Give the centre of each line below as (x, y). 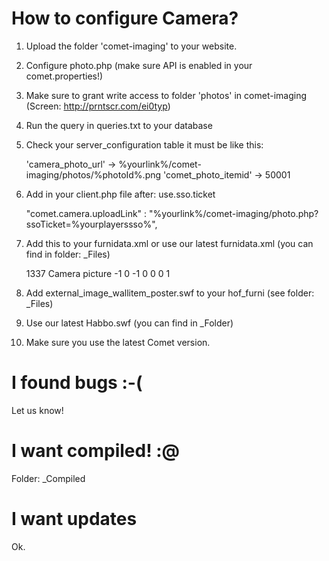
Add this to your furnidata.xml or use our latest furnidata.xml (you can (169, 243)
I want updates (74, 519)
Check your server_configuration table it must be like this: (144, 144)
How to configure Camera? (125, 18)
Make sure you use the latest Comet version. (118, 342)
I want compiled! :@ (96, 451)
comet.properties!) (64, 76)
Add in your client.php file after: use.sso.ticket (120, 194)
